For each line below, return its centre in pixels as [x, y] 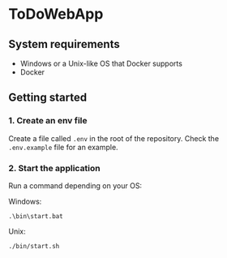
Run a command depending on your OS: [75, 185]
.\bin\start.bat [36, 216]
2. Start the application [55, 168]
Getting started [48, 98]
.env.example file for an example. [64, 147]
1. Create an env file [48, 121]
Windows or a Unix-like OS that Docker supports [101, 63]
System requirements [64, 44]
